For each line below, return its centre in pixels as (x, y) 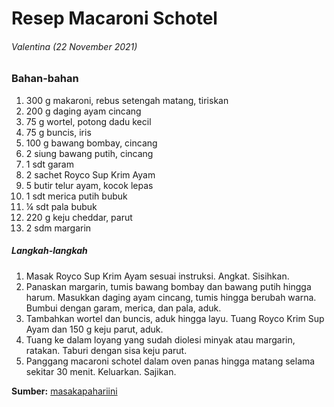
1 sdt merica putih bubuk (76, 196)
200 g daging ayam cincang (83, 111)
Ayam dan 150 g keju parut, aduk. (94, 329)
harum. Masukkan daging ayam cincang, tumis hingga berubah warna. (171, 297)
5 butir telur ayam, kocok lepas (89, 185)
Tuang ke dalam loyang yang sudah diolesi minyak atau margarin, (160, 339)
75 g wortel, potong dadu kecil (88, 121)
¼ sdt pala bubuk (61, 206)
